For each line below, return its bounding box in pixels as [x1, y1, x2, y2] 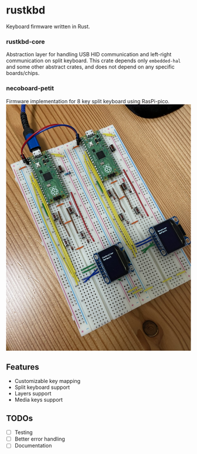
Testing [14, 429, 33, 436]
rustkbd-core [6, 38, 45, 46]
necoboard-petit [6, 84, 55, 93]
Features [6, 362, 39, 372]
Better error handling [14, 435, 66, 443]
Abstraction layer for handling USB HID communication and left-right [6, 51, 172, 58]
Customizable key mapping [14, 378, 81, 385]
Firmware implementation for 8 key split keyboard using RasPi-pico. [6, 97, 170, 104]
